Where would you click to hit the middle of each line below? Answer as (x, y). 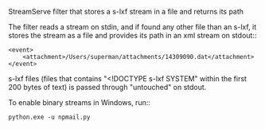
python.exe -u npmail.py (49, 117)
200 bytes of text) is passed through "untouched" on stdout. (107, 87)
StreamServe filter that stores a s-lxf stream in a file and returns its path (126, 12)
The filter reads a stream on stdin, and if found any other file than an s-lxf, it (132, 27)
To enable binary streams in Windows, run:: (80, 102)
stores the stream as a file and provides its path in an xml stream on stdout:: (132, 35)
